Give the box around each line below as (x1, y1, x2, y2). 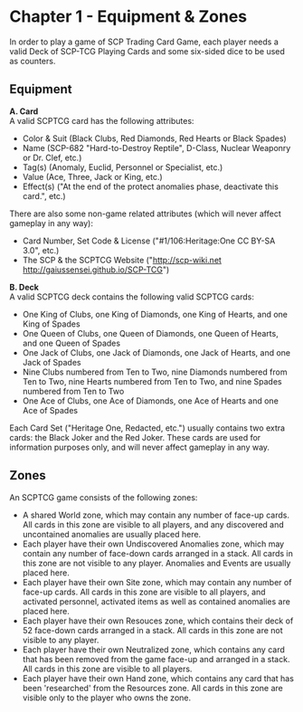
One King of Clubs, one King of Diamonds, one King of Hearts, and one (22, 309, 288, 319)
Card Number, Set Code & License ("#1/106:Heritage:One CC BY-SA (22, 235, 276, 246)
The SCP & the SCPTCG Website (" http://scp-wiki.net (22, 254, 222, 265)
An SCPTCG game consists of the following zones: (9, 491, 198, 503)
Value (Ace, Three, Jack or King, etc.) (22, 171, 163, 182)
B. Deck (9, 281, 39, 292)
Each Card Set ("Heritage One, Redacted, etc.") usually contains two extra (9, 422, 286, 433)
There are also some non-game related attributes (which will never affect (9, 208, 282, 219)
